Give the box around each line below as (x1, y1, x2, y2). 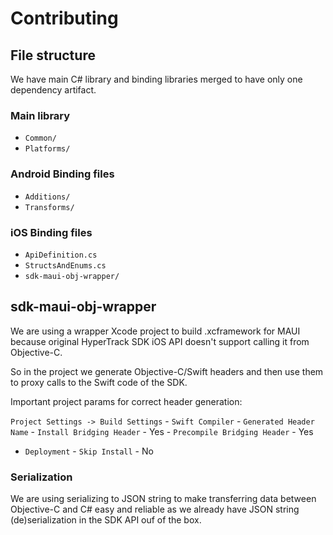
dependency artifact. (10, 84, 97, 96)
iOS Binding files (10, 225, 93, 239)
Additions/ (24, 192, 71, 202)
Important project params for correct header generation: (10, 395, 243, 407)
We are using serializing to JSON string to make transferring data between (10, 493, 317, 504)
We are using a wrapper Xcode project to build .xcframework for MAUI (10, 325, 301, 337)
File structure (10, 47, 96, 64)
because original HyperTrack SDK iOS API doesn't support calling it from (10, 335, 310, 347)
